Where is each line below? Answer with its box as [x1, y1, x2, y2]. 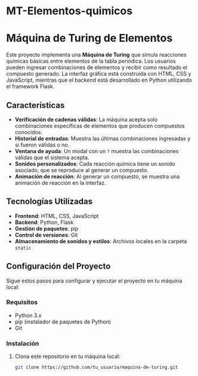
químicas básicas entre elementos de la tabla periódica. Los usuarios [6, 58, 176, 65]
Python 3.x [14, 312, 42, 319]
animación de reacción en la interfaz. [14, 179, 106, 186]
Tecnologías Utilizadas [6, 197, 93, 207]
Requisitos [6, 298, 38, 306]
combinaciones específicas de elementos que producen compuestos [14, 122, 185, 129]
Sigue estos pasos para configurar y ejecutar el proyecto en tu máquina [6, 277, 182, 284]
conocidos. [14, 128, 43, 135]
